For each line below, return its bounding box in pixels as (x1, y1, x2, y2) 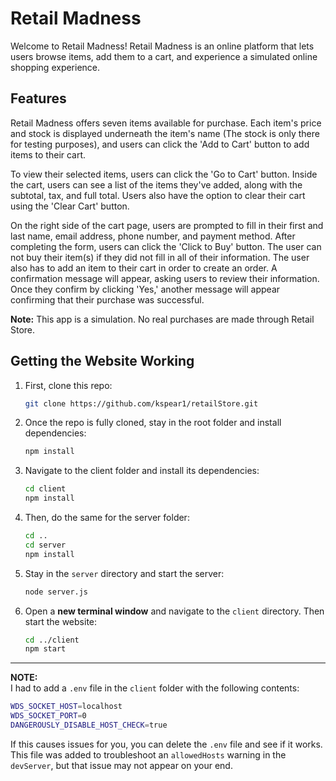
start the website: (24, 615, 98, 627)
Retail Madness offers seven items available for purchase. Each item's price (10, 117, 322, 129)
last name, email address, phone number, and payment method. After (10, 230, 296, 242)
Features (10, 90, 67, 107)
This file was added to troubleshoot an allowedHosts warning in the (10, 748, 287, 761)
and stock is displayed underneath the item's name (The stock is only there (10, 127, 320, 139)
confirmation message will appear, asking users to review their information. (10, 272, 320, 284)
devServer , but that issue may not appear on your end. (10, 759, 233, 771)
